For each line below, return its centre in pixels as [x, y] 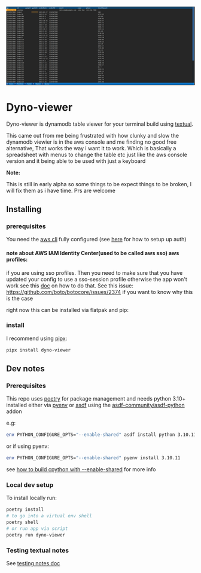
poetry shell [22, 522]
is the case [20, 298]
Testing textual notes [38, 550]
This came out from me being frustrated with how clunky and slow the [93, 135]
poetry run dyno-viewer [36, 535]
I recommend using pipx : [37, 338]
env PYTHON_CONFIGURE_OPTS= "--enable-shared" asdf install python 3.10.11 [101, 435]
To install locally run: [31, 498]
